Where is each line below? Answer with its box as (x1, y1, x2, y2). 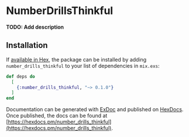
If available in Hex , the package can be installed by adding (6, 56, 147, 63)
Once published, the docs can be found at (6, 112, 108, 119)
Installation (6, 40, 48, 50)
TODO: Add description (6, 23, 64, 30)
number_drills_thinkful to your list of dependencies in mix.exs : (6, 62, 160, 69)
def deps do (6, 73, 35, 80)
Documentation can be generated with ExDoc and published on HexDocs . (6, 106, 184, 113)
